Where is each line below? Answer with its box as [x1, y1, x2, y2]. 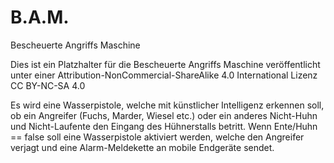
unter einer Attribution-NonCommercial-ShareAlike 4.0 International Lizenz [10, 69, 318, 81]
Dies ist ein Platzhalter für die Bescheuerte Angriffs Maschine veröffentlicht [10, 58, 321, 70]
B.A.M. [10, 6, 70, 29]
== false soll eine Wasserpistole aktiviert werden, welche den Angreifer [10, 131, 305, 143]
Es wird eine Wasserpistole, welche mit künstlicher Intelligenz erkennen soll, [10, 99, 325, 111]
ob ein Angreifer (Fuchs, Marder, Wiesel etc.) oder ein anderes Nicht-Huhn [10, 109, 318, 121]
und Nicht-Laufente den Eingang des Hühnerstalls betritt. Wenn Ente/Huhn [10, 120, 318, 132]
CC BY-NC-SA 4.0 [10, 79, 86, 91]
